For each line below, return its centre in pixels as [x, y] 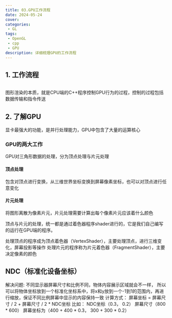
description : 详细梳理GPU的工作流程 [41, 53]
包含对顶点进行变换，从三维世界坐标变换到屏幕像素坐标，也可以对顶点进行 [84, 181]
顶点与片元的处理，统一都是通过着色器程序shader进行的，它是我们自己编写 [84, 223]
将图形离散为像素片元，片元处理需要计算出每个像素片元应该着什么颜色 [79, 213]
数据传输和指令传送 [26, 99]
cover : [12, 19]
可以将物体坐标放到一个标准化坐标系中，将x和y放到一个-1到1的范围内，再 [82, 291]
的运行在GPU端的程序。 [30, 230]
